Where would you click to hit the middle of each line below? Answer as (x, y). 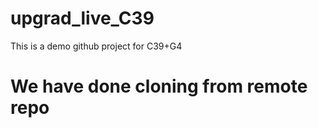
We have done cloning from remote (159, 86)
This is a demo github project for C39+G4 (96, 46)
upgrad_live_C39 (82, 18)
